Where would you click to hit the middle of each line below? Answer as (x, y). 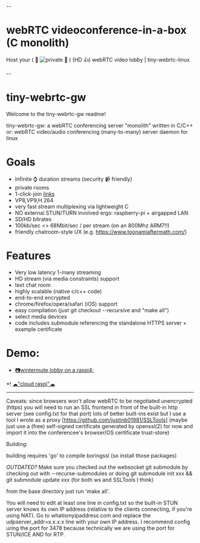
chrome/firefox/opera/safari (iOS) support (66, 304)
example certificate (38, 329)
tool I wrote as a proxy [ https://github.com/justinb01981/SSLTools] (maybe (97, 420)
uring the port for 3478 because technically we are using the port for (90, 528)
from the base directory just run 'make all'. (58, 491)
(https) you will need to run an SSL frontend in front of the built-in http (92, 407)
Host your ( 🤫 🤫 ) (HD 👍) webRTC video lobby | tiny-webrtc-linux (98, 59)
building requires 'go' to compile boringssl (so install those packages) (92, 456)
